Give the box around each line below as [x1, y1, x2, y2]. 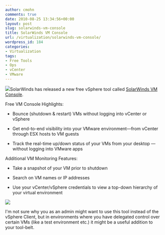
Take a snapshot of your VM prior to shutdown [12, 165, 108, 171]
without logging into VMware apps [12, 146, 83, 152]
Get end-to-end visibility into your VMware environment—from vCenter [12, 125, 159, 132]
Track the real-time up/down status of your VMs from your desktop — [12, 140, 156, 147]
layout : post [5, 21, 32, 26]
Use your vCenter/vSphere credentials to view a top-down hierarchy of [12, 184, 158, 190]
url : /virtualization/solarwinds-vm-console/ [5, 35, 101, 40]
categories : [5, 44, 30, 49]
